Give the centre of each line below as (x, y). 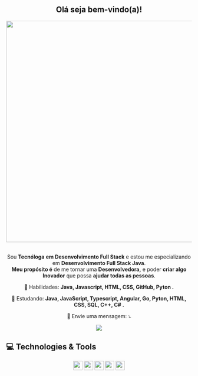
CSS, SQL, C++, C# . (99, 305)
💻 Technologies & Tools (51, 347)
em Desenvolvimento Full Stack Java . (99, 263)
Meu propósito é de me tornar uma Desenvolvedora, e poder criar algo (99, 269)
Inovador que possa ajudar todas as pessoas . (99, 275)
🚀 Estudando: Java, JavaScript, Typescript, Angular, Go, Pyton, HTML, (99, 298)
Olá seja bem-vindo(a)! (99, 10)
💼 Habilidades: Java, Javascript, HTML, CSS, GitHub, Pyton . (99, 287)
